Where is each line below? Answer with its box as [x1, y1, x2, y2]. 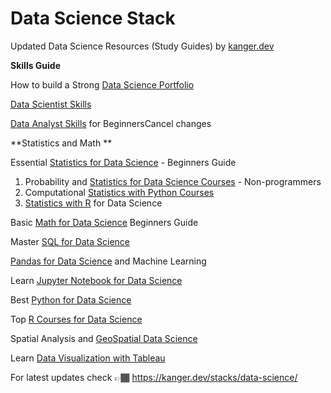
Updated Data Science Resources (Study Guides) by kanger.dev [10, 40, 275, 52]
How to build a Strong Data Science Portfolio [10, 78, 195, 91]
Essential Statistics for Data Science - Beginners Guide [10, 156, 237, 168]
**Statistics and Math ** [10, 137, 113, 149]
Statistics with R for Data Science [24, 197, 163, 209]
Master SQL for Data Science [10, 235, 131, 247]
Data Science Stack [10, 7, 176, 30]
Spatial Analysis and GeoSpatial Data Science [10, 332, 198, 344]
